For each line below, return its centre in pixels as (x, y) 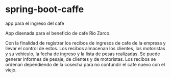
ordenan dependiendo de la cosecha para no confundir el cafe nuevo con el (85, 64)
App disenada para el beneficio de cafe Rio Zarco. (58, 33)
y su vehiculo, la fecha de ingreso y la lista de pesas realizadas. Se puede (83, 54)
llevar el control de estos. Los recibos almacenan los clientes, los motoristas (85, 48)
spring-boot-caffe (45, 9)
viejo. (11, 70)
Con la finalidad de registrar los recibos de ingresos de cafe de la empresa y (86, 43)
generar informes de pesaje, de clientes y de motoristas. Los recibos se (81, 59)
